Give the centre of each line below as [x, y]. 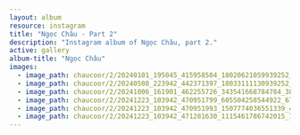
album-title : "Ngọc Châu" [57, 59]
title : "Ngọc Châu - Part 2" [63, 34]
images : [24, 67]
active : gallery [39, 51]
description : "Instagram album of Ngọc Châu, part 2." [113, 42]
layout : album [36, 17]
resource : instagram [48, 26]
